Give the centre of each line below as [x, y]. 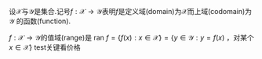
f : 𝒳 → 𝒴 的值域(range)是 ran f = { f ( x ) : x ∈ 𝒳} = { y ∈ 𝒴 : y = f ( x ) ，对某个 [131, 38]
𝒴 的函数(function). [40, 21]
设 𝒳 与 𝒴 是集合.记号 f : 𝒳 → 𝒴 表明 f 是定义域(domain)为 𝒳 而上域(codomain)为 [131, 11]
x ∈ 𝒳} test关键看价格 [45, 47]
